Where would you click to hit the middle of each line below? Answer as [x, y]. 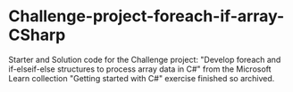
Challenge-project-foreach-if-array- [146, 16]
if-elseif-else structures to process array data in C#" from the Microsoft [140, 69]
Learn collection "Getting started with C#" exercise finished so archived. [142, 78]
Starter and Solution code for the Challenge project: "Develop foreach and [145, 59]
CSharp [37, 35]
